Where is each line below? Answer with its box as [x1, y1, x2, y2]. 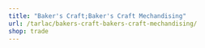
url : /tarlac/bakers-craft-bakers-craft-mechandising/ [8, 20, 198, 28]
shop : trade [8, 27, 49, 35]
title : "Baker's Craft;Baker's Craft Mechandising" [8, 11, 186, 20]
